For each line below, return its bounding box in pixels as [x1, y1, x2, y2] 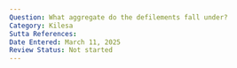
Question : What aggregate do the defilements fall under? [9, 12, 228, 22]
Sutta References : [9, 29, 77, 38]
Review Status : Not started [9, 46, 114, 55]
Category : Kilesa [9, 21, 74, 30]
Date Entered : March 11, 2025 [9, 37, 122, 47]
